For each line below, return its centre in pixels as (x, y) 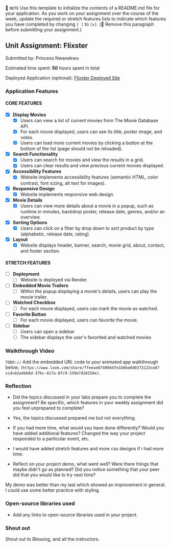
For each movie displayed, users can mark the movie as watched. (89, 308)
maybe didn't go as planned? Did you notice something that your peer (86, 469)
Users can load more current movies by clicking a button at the (87, 143)
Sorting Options (30, 222)
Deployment (26, 274)
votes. (27, 138)
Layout (20, 239)
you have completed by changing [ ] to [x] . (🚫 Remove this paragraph (80, 24)
